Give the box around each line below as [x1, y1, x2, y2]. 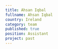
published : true [5, 27, 39, 32]
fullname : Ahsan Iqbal [5, 12, 53, 17]
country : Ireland [5, 17, 42, 22]
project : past [5, 36, 35, 41]
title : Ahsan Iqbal [5, 7, 46, 13]
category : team [5, 21, 37, 27]
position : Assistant [5, 31, 49, 36]
